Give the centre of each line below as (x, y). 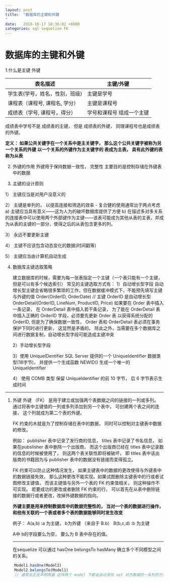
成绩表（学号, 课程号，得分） (42, 113)
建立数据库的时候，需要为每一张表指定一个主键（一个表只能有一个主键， (87, 278)
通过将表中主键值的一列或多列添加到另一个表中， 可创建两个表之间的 (83, 407)
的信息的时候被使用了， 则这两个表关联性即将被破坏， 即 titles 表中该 (84, 453)
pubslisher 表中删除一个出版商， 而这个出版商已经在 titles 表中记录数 (93, 447)
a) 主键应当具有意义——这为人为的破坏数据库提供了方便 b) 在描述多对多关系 (84, 211)
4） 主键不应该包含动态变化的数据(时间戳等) (51, 246)
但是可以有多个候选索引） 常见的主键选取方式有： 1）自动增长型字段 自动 (88, 284)
